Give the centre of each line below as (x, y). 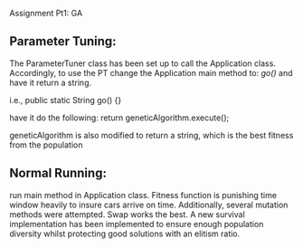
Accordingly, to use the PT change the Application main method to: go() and (151, 72)
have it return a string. (51, 82)
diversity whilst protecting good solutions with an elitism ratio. (125, 234)
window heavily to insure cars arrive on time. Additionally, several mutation (149, 205)
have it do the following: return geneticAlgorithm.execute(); (119, 118)
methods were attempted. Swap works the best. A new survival (128, 214)
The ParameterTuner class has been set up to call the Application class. (142, 63)
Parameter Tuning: (63, 41)
